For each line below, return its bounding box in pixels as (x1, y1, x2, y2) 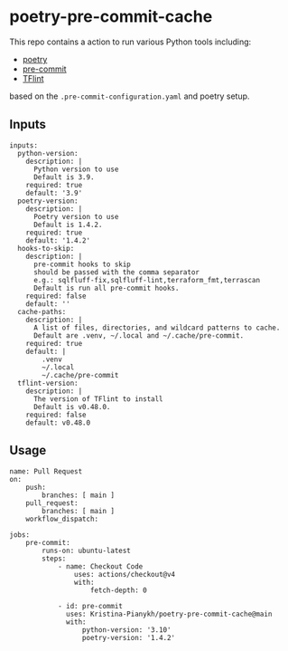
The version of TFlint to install (33, 394, 164, 404)
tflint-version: (17, 378, 79, 388)
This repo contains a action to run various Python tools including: (9, 36, 252, 47)
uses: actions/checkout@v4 (73, 570, 176, 579)
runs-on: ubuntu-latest (42, 546, 131, 555)
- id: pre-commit (57, 601, 124, 610)
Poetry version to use (33, 212, 119, 221)
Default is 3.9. (33, 172, 95, 182)
